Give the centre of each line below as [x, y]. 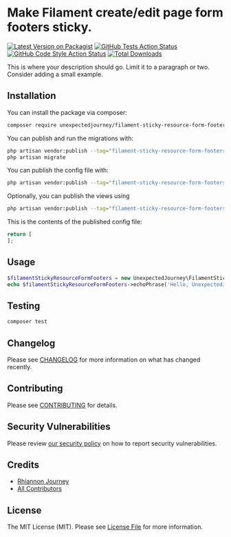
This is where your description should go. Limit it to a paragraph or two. [108, 67]
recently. [20, 366]
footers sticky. [49, 27]
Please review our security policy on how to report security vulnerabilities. [112, 443]
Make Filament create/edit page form [115, 13]
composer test [27, 322]
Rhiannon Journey [43, 481]
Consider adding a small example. [55, 74]
